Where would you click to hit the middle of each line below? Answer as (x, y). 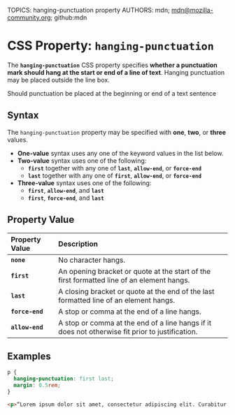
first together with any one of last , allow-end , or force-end (114, 168)
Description (78, 244)
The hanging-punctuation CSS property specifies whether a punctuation (113, 65)
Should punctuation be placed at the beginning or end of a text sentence (112, 93)
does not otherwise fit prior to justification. (128, 331)
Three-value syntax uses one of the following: (84, 183)
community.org (29, 17)
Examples (29, 356)
